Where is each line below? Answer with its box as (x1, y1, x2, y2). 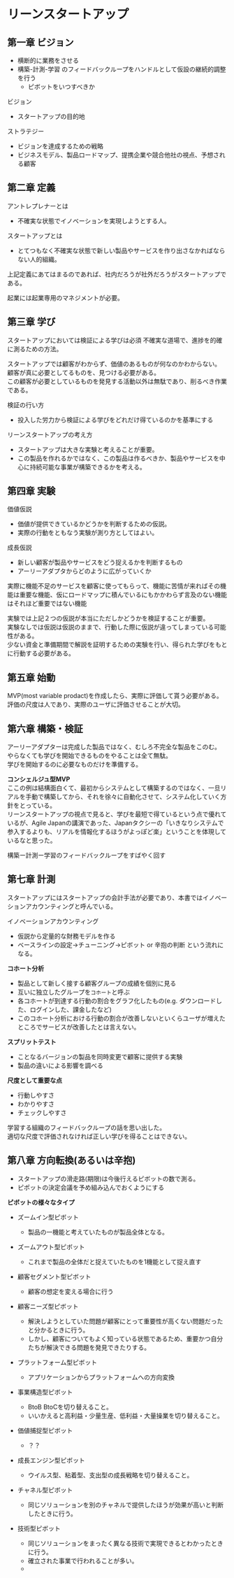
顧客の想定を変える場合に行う (27, 1287, 114, 1295)
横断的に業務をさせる (17, 57, 79, 64)
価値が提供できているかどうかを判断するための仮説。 (17, 520, 171, 528)
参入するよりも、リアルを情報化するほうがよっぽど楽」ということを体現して (7, 827, 227, 836)
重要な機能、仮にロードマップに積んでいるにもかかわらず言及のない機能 (19, 590, 228, 599)
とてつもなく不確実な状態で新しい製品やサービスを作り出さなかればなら (17, 246, 226, 255)
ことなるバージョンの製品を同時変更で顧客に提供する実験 (17, 1052, 183, 1060)
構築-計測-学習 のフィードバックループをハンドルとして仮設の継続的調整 (17, 65, 226, 73)
